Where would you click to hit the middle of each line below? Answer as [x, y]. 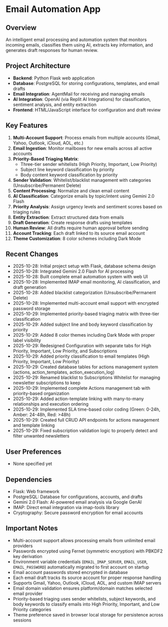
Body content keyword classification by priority [69, 175]
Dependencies [29, 479]
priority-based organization [41, 394]
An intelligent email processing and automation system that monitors [76, 39]
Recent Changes [32, 254]
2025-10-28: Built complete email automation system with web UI [80, 277]
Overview [21, 28]
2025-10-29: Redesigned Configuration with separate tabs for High [82, 346]
